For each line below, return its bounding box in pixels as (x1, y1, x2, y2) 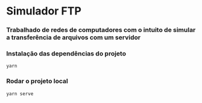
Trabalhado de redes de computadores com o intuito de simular (6, 26, 196, 34)
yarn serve (6, 90, 34, 97)
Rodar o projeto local (6, 77, 68, 86)
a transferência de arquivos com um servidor (6, 33, 140, 42)
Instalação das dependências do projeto (6, 49, 127, 58)
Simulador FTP (6, 4, 81, 18)
